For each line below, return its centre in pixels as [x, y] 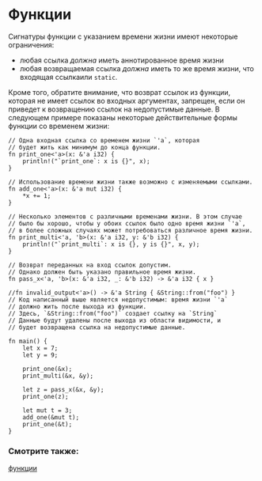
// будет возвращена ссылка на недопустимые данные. [97, 327]
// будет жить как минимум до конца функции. [84, 147]
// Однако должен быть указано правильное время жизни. [102, 272]
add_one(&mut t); [51, 417]
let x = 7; [40, 348]
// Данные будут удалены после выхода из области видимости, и [115, 320]
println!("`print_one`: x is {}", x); [86, 161]
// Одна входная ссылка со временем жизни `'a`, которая [104, 140]
